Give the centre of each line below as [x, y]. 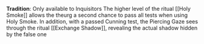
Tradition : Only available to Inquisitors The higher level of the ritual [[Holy [98, 9]
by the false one [26, 34]
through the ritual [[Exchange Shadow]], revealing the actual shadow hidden [102, 28]
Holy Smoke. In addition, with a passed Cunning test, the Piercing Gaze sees [102, 21]
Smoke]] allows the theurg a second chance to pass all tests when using [97, 15]
